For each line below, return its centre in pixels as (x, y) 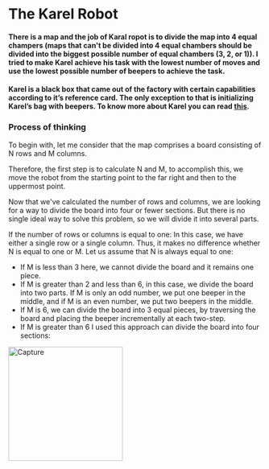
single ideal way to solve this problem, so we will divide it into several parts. (134, 219)
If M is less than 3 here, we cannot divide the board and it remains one (137, 267)
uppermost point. (37, 186)
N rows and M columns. (48, 153)
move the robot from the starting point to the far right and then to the (122, 177)
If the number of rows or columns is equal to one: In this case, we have (126, 234)
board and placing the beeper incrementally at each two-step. (123, 318)
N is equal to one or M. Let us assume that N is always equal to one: (121, 251)
